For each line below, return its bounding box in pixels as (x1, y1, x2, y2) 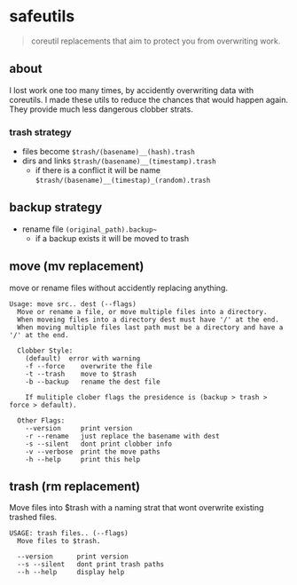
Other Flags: (17, 415, 66, 425)
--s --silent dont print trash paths (17, 560, 165, 569)
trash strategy (9, 126, 72, 138)
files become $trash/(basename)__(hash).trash (21, 146, 195, 157)
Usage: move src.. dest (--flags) (9, 299, 137, 308)
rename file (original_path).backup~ (21, 224, 158, 234)
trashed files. (9, 512, 58, 523)
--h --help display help (17, 568, 125, 577)
